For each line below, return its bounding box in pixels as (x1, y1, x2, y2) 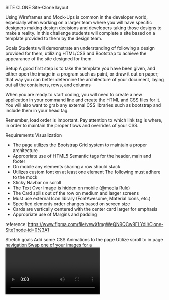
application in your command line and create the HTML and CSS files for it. (5, 97, 161, 103)
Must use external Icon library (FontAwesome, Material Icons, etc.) (12, 196, 151, 201)
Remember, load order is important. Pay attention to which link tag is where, (5, 117, 163, 123)
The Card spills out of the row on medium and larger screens (12, 190, 139, 196)
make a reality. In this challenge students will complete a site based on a (5, 30, 155, 36)
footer (12, 158, 26, 164)
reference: (5, 221, 27, 227)
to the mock (12, 174, 38, 180)
